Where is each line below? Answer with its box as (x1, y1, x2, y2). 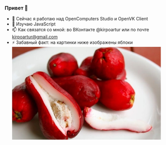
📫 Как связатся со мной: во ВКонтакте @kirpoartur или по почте (11, 27, 150, 33)
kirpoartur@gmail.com (11, 34, 58, 40)
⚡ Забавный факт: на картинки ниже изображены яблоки (11, 39, 133, 45)
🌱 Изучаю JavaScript (11, 21, 55, 27)
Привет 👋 (4, 4, 28, 11)
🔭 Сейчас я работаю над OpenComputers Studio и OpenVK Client (11, 16, 148, 22)
